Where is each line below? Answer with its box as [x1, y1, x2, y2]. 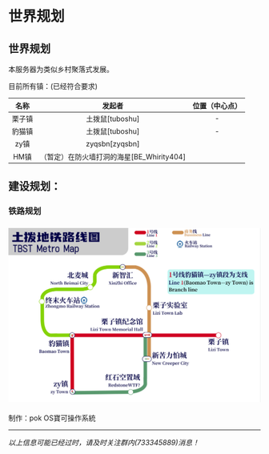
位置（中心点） [192, 101, 243, 110]
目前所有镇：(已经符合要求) [8, 82, 98, 90]
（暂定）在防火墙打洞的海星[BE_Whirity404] [39, 151, 187, 161]
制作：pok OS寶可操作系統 [8, 413, 96, 423]
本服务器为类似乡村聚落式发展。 [8, 65, 114, 74]
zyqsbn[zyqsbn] [85, 139, 140, 148]
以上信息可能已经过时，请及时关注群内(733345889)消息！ [8, 437, 200, 447]
